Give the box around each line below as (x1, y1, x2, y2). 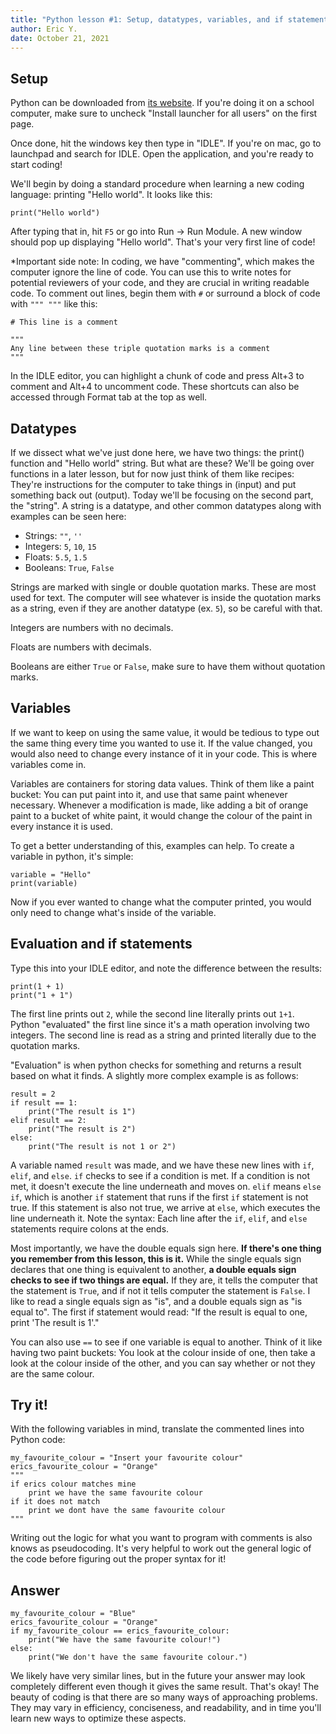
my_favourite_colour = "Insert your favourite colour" (10, 1453, 244, 1463)
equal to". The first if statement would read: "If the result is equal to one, (10, 1306, 308, 1318)
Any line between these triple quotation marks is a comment (10, 344, 271, 354)
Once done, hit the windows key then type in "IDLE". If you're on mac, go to (10, 137, 322, 150)
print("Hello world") (10, 208, 101, 218)
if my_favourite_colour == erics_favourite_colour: (10, 1626, 230, 1636)
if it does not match (10, 1497, 101, 1507)
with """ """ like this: (10, 298, 98, 310)
